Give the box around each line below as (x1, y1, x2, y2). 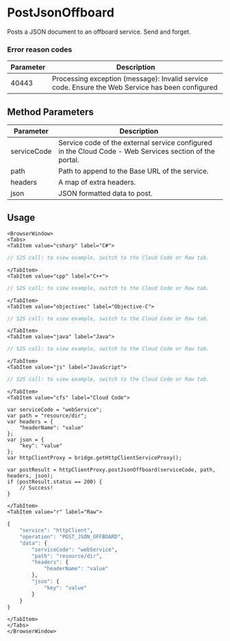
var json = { (7, 436, 44, 444)
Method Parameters (7, 106, 94, 117)
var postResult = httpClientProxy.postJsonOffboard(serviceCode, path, (7, 466, 216, 473)
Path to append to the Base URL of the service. (57, 166, 209, 176)
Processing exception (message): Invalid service (51, 74, 209, 84)
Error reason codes (7, 45, 73, 54)
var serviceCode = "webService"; (7, 407, 103, 414)
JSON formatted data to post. (57, 189, 153, 199)
